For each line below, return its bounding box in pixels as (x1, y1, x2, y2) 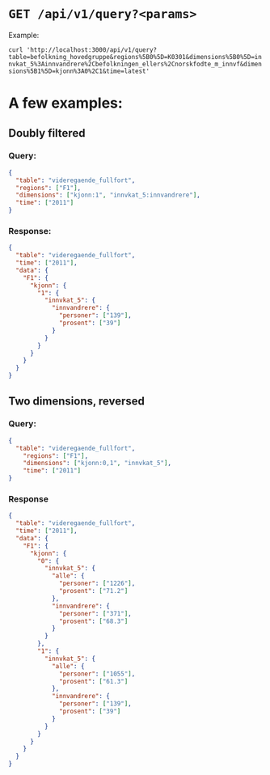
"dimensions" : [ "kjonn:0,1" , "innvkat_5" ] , (23, 459, 172, 468)
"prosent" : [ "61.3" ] (59, 677, 129, 685)
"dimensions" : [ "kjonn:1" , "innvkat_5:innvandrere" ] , (15, 191, 200, 200)
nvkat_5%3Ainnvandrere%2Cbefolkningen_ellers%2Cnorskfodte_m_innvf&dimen (8, 60, 263, 68)
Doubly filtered (8, 126, 86, 140)
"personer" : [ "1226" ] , (59, 579, 136, 588)
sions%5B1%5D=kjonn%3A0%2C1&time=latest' (8, 67, 150, 75)
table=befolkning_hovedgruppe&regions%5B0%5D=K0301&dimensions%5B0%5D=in (8, 53, 263, 61)
